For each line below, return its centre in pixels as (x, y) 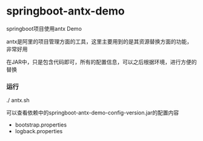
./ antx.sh (18, 100)
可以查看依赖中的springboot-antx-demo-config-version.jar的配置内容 (93, 113)
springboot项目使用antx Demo (44, 28)
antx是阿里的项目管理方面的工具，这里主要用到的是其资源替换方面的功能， (99, 41)
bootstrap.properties (41, 125)
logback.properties (39, 131)
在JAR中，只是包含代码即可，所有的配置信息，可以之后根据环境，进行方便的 (101, 62)
